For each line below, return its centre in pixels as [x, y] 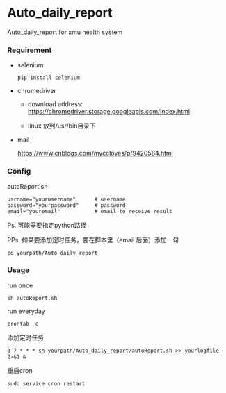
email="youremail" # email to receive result [90, 211]
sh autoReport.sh [32, 298]
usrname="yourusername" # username [67, 199]
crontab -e [23, 324]
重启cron [20, 370]
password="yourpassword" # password [67, 205]
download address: [55, 104]
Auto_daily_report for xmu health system [65, 32]
